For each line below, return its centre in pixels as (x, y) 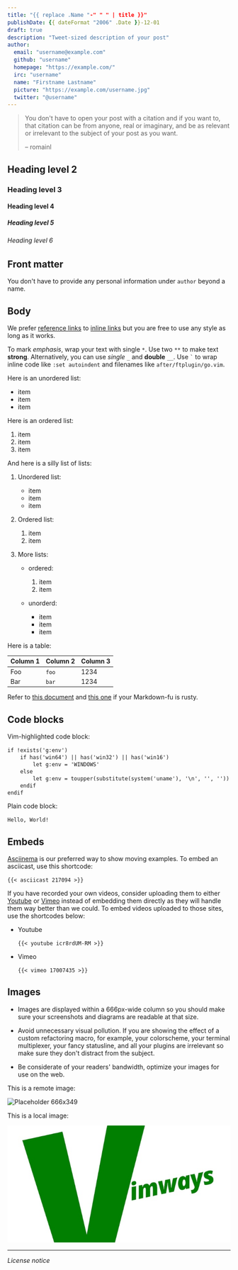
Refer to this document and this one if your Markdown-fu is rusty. (103, 697)
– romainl (38, 147)
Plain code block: (33, 806)
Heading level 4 (31, 206)
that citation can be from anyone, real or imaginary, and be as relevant (127, 126)
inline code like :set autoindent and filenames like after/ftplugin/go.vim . (116, 364)
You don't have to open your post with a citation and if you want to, (123, 118)
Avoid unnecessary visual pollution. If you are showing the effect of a (118, 1030)
